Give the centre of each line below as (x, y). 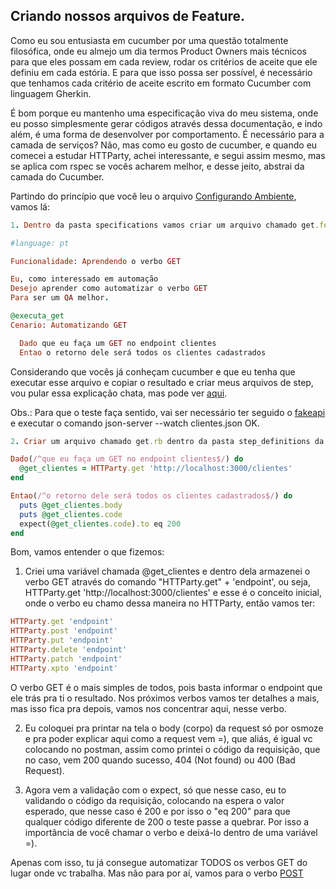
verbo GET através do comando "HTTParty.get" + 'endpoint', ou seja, (167, 582)
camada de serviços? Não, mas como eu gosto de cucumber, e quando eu (164, 145)
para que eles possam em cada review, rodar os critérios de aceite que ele (164, 61)
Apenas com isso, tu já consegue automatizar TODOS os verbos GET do (159, 862)
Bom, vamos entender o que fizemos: (87, 552)
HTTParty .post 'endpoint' (64, 631)
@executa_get (37, 316)
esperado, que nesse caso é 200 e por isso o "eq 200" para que (157, 811)
